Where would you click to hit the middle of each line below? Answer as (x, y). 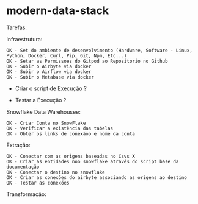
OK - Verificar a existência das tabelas (60, 128)
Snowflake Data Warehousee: (44, 112)
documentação (23, 167)
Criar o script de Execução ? (51, 88)
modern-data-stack (57, 11)
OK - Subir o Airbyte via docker (49, 66)
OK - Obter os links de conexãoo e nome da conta (71, 134)
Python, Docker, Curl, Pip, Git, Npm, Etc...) (67, 55)
